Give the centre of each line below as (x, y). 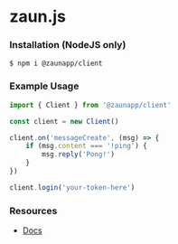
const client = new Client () (64, 121)
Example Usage (44, 86)
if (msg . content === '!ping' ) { (86, 146)
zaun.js (37, 17)
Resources (33, 211)
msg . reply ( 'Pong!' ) (79, 155)
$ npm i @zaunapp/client (56, 64)
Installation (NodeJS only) (68, 45)
